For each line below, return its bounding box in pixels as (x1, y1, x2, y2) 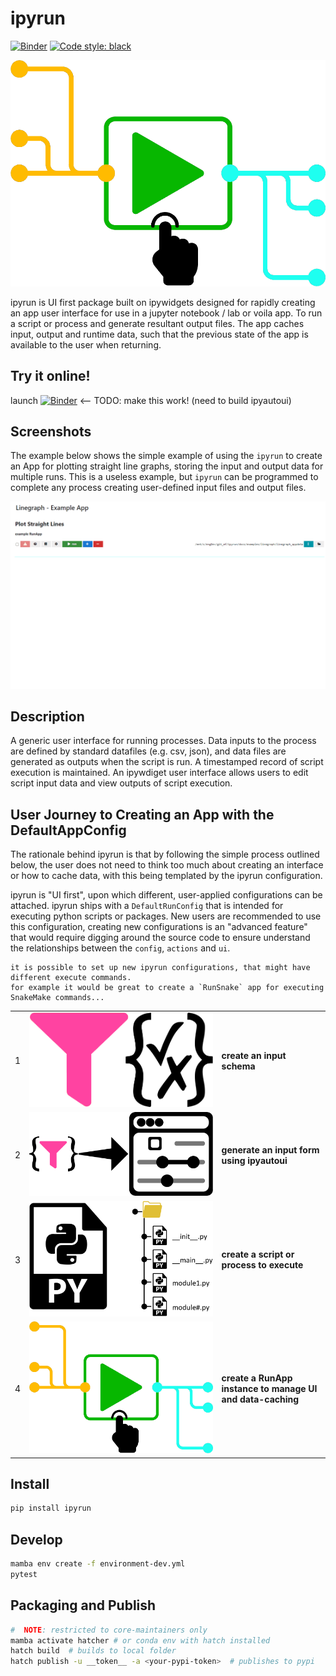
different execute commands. (10, 973, 132, 983)
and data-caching (221, 1393, 300, 1405)
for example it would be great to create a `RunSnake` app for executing (10, 983, 325, 993)
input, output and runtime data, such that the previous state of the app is (10, 328, 309, 340)
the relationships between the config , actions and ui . (10, 942, 231, 954)
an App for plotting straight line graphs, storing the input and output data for (10, 460, 324, 472)
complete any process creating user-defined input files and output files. (10, 482, 307, 494)
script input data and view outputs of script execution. (10, 777, 233, 789)
